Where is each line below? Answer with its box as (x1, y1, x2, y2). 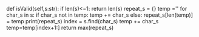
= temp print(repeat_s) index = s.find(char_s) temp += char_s (6, 18, 159, 24)
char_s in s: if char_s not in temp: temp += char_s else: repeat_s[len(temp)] (6, 11, 193, 18)
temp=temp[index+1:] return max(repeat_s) (6, 24, 114, 31)
